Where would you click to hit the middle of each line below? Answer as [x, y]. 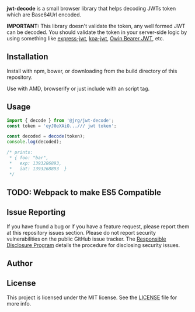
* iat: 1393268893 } [38, 169]
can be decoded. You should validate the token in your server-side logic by [97, 32]
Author [20, 264]
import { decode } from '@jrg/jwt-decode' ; [60, 120]
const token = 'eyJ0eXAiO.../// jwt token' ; [62, 126]
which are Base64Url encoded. [44, 15]
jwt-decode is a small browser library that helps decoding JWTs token [91, 8]
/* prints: [20, 152]
